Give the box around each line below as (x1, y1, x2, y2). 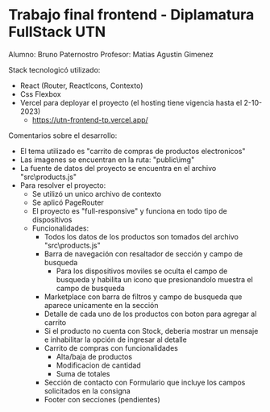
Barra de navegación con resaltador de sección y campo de (44, 248, 243, 259)
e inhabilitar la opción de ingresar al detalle (44, 335, 187, 344)
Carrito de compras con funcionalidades (44, 343, 179, 352)
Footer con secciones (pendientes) (44, 394, 161, 404)
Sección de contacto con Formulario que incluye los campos (44, 377, 246, 387)
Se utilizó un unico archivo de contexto (31, 189, 162, 198)
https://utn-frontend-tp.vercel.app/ (31, 114, 149, 124)
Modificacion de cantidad (56, 360, 141, 370)
